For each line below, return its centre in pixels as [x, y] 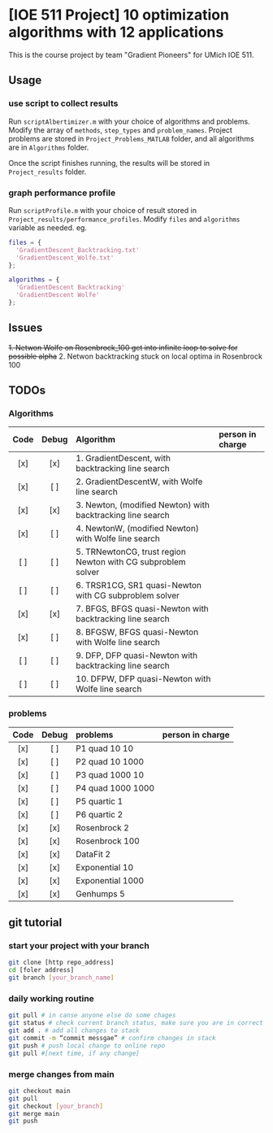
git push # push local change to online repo [87, 1046]
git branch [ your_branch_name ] [61, 978]
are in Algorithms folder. [49, 147]
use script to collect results [63, 103]
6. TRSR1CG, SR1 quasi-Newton [139, 586]
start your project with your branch [79, 946]
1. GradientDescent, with [123, 459]
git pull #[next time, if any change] [74, 1053]
